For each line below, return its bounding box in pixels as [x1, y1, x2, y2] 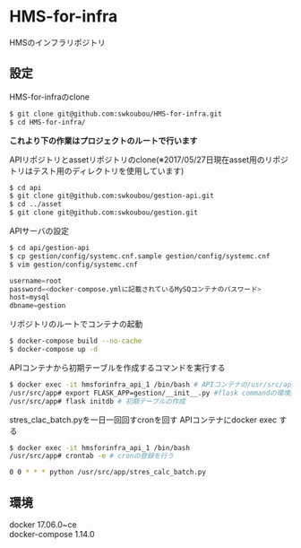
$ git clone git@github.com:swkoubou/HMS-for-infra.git [9, 109, 222, 118]
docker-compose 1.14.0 [9, 528, 96, 539]
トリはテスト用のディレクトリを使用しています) [9, 165, 185, 176]
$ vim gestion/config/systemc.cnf [9, 260, 139, 269]
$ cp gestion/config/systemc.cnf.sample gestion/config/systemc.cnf [9, 251, 271, 261]
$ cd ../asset [9, 200, 63, 209]
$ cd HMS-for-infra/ [9, 117, 87, 126]
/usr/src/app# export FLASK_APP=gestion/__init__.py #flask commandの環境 [9, 388, 291, 397]
